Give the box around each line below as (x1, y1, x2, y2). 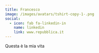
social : (5, 16, 21, 21)
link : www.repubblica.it (14, 30, 64, 35)
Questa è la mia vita (5, 43, 45, 49)
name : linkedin (14, 25, 45, 30)
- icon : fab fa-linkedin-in (9, 20, 66, 26)
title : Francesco (5, 7, 40, 12)
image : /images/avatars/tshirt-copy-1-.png (5, 12, 95, 17)
